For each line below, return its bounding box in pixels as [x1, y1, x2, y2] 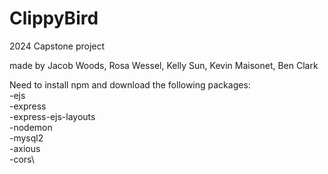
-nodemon [9, 121, 53, 133]
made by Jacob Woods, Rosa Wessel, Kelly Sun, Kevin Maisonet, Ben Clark [9, 59, 319, 71]
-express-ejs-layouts [9, 110, 96, 122]
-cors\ [9, 153, 35, 165]
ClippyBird [9, 7, 99, 30]
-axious [9, 142, 41, 154]
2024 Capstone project [9, 40, 106, 52]
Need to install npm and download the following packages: [9, 78, 251, 91]
